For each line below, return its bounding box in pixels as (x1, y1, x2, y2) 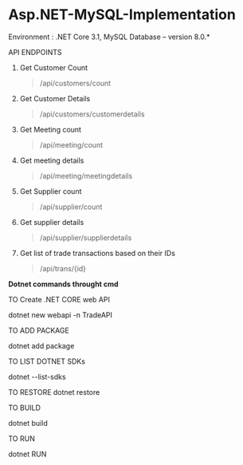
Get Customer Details (19, 93, 91, 103)
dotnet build (8, 418, 48, 428)
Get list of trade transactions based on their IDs (19, 248, 175, 258)
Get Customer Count (19, 62, 88, 73)
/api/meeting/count (39, 140, 104, 149)
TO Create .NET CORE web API (8, 294, 110, 304)
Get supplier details (19, 217, 84, 227)
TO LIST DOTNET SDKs (8, 357, 86, 366)
